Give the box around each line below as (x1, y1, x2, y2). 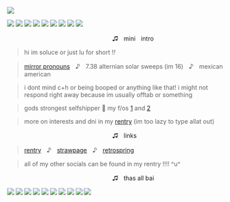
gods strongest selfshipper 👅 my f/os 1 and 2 (23, 104, 151, 112)
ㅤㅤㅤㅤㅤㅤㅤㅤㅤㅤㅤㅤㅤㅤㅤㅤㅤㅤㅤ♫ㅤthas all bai (7, 174, 154, 182)
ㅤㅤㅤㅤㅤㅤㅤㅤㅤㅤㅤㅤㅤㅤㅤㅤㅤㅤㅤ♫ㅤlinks (7, 131, 137, 139)
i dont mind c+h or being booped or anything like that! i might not (23, 83, 208, 91)
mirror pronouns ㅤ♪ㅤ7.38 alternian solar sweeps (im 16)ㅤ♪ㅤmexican (23, 63, 223, 70)
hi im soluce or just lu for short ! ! (23, 48, 115, 56)
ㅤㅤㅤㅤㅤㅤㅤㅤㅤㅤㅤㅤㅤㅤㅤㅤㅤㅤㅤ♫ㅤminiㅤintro (7, 34, 154, 43)
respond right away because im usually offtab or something (23, 91, 193, 99)
